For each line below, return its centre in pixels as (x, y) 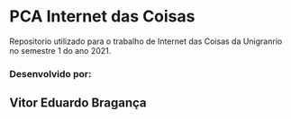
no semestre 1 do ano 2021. (60, 50)
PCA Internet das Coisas (102, 17)
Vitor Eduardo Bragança (78, 103)
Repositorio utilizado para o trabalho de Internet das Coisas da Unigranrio (146, 41)
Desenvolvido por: (50, 73)
